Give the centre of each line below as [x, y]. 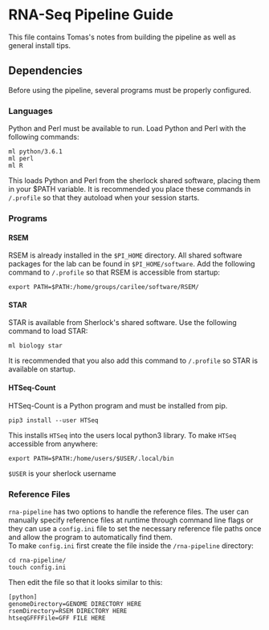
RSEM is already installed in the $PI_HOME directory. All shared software [125, 255]
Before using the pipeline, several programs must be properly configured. [130, 90]
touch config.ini [37, 567]
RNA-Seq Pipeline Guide [91, 15]
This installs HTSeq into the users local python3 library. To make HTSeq [122, 435]
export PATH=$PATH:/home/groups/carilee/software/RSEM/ [104, 287]
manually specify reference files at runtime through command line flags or [131, 520]
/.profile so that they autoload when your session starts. [104, 197]
